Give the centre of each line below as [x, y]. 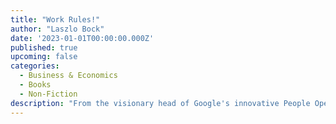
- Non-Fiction [48, 94]
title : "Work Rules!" [55, 19]
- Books [35, 85]
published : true [44, 47]
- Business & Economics [68, 76]
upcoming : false [44, 57]
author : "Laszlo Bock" [57, 29]
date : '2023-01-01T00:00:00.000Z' [82, 38]
